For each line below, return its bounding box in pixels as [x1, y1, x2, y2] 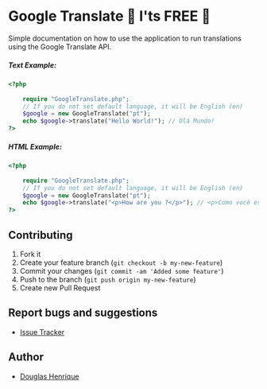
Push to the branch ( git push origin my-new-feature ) [19, 274, 196, 284]
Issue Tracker [19, 327, 65, 336]
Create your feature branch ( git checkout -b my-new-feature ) [19, 258, 223, 267]
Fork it [19, 249, 41, 259]
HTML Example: [8, 142, 62, 151]
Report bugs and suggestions [8, 306, 158, 320]
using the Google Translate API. [8, 41, 112, 51]
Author [8, 350, 44, 364]
